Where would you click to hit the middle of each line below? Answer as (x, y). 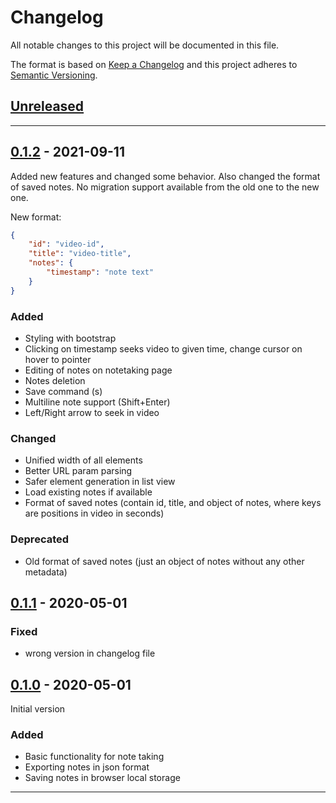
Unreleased (47, 106)
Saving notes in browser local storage (102, 778)
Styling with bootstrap (70, 338)
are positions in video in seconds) (94, 513)
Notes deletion (55, 380)
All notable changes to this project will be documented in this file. (145, 45)
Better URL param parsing (78, 471)
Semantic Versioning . (54, 75)
